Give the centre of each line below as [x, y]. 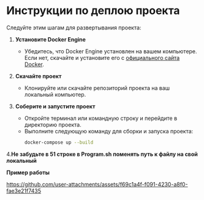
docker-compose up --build [59, 142]
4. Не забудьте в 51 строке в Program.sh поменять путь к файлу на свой [102, 154]
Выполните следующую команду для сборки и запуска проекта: [109, 131]
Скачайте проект [38, 76]
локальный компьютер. [55, 94]
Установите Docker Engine [50, 39]
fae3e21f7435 [24, 191]
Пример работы [28, 172]
